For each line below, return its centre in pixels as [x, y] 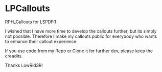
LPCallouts [28, 8]
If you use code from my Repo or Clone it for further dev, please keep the [79, 51]
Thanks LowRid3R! [24, 65]
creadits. [14, 56]
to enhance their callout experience [41, 41]
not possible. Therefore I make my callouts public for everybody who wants [81, 36]
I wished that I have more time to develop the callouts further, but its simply [81, 31]
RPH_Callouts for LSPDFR [31, 22]
